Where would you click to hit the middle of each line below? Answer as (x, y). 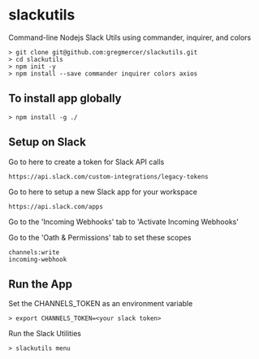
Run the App (41, 284)
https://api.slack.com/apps (56, 206)
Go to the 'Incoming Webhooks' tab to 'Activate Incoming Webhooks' (124, 222)
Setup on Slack (47, 143)
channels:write (34, 252)
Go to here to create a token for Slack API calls (86, 162)
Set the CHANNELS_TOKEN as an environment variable (101, 304)
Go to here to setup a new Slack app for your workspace (103, 192)
